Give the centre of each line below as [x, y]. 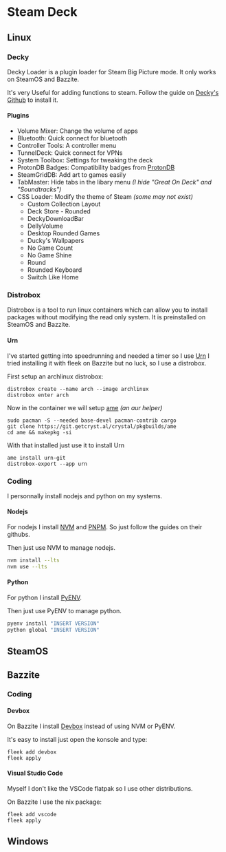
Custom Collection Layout [64, 204]
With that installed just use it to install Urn [66, 445]
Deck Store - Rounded [59, 211]
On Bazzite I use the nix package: [54, 802]
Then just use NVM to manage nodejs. [61, 548]
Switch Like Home [53, 277]
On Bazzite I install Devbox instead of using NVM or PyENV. [91, 726]
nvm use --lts [27, 566]
